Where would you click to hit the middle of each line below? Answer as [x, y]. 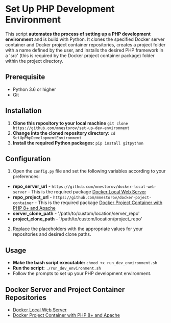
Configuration [28, 159]
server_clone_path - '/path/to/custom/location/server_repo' [76, 214]
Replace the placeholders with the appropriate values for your [78, 229]
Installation [23, 111]
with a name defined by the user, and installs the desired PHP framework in [84, 50]
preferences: [26, 177]
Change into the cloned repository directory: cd [64, 133]
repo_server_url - [32, 186]
